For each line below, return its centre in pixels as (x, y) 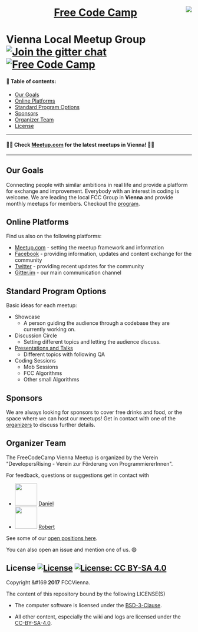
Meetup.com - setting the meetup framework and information (89, 248)
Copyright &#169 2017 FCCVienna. (48, 582)
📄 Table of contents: (31, 81)
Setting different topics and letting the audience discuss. (92, 342)
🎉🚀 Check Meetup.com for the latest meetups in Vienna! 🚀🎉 (80, 145)
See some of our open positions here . (52, 538)
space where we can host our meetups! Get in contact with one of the (91, 419)
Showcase (27, 317)
